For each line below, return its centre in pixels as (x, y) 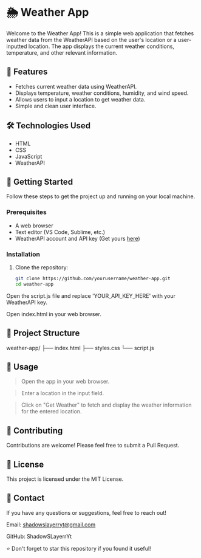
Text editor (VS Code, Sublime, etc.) (60, 232)
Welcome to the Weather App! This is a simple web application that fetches (100, 33)
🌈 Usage (22, 367)
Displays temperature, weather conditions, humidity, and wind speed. (102, 93)
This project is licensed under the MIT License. (65, 479)
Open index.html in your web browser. (54, 314)
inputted (17, 46)
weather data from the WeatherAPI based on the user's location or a (92, 40)
